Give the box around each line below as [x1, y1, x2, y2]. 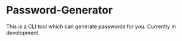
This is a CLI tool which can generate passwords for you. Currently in [6, 23, 176, 30]
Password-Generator [6, 4, 113, 17]
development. [6, 29, 40, 36]
